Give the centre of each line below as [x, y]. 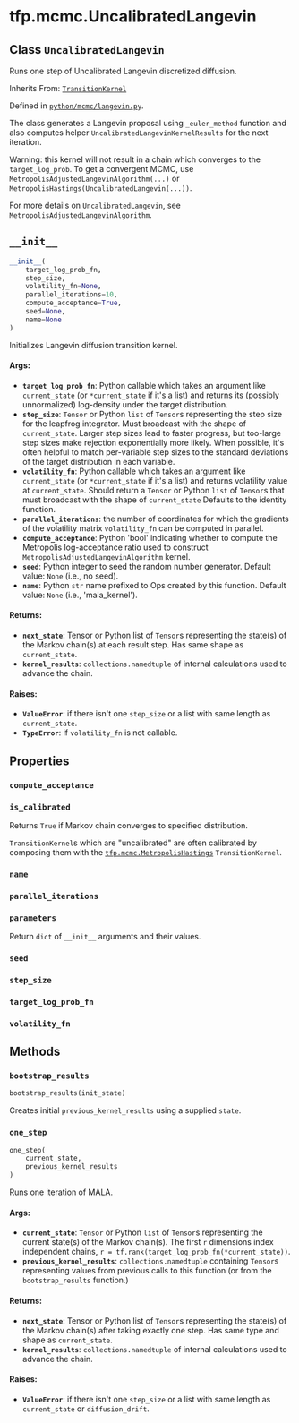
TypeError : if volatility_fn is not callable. [100, 733]
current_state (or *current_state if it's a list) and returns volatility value [155, 480]
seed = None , [46, 312]
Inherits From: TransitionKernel [68, 88]
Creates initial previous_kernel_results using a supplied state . [125, 1110]
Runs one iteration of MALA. [61, 1192]
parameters [33, 918]
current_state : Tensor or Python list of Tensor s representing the [142, 1232]
